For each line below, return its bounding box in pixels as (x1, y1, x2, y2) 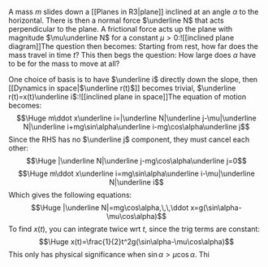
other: (8, 143, 28, 153)
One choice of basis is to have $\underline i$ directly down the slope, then (8, 75, 258, 84)
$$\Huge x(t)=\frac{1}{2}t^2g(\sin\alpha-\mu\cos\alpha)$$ (39, 237, 234, 247)
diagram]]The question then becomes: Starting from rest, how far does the (8, 42, 258, 51)
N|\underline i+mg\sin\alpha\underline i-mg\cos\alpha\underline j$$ (23, 122, 250, 131)
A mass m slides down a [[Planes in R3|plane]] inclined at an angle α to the (8, 7, 259, 16)
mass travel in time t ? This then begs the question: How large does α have (8, 50, 257, 59)
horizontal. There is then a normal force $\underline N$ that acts (8, 15, 225, 25)
